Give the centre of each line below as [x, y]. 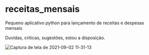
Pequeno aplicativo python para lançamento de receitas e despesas [75, 23]
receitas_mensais [42, 9]
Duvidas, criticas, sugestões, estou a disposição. [55, 38]
